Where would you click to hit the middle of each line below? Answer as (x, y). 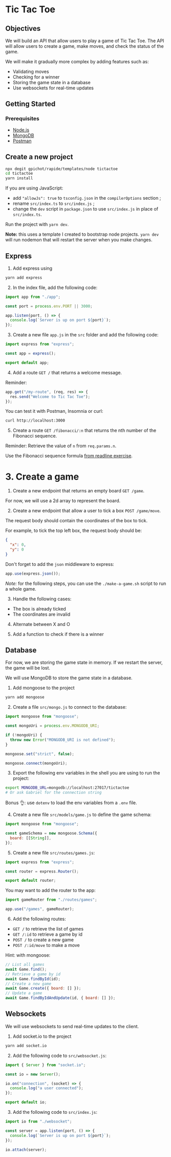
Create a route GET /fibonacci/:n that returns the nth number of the (84, 430)
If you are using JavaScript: (34, 188)
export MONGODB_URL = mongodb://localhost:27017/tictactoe (67, 788)
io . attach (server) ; (26, 1150)
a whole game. (21, 589)
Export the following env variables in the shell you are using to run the (86, 773)
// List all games (25, 965)
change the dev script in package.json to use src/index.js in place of (85, 209)
